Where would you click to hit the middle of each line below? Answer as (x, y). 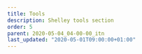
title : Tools (26, 14)
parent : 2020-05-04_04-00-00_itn (56, 33)
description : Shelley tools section (61, 20)
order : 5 (20, 27)
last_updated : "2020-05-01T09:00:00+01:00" (72, 40)
